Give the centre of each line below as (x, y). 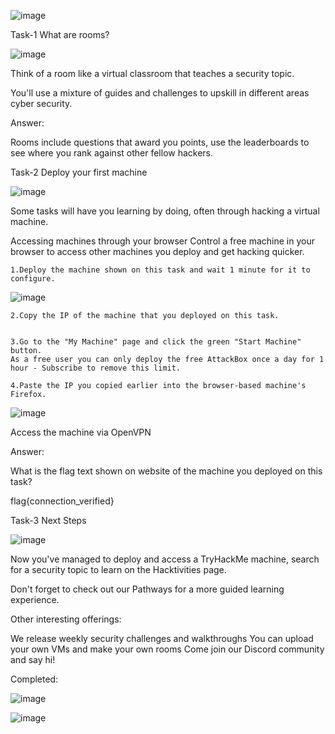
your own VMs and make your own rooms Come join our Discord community (167, 649)
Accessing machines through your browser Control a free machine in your (162, 241)
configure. (33, 279)
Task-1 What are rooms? (60, 34)
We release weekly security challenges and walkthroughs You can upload (162, 638)
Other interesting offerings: (66, 619)
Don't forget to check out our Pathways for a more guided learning (147, 589)
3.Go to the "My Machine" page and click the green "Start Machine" (156, 342)
